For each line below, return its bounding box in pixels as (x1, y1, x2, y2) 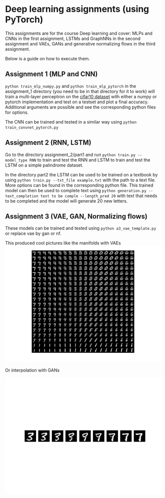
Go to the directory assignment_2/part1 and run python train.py (5, 152, 136, 158)
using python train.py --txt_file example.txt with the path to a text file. (5, 177, 156, 183)
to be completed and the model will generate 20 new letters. (5, 198, 128, 204)
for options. (5, 109, 29, 115)
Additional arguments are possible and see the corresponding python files (5, 104, 156, 110)
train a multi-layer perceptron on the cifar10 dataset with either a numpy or (5, 93, 157, 99)
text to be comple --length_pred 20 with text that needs (40, 193, 158, 199)
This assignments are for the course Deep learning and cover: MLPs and (5, 30, 153, 36)
